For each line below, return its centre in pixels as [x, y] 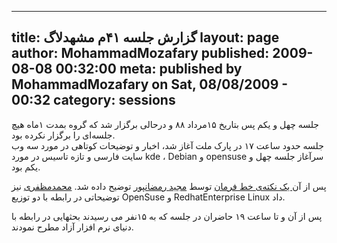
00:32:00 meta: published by [149, 69]
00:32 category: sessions [93, 100]
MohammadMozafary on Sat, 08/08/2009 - [150, 84]
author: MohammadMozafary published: [140, 53]
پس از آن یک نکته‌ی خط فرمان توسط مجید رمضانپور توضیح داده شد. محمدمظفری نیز [169, 186]
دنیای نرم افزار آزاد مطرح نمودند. [72, 227]
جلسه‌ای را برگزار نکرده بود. [63, 135]
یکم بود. [26, 167]
